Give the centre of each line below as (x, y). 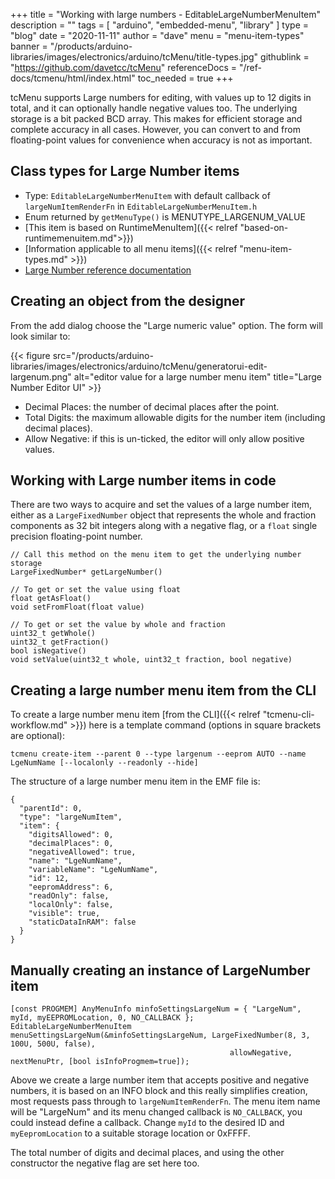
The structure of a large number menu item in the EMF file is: (135, 781)
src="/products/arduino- (103, 355)
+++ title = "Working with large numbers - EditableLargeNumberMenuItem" (166, 14)
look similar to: (40, 336)
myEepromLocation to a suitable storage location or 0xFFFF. (130, 1133)
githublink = (285, 57)
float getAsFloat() (51, 599)
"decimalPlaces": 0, (71, 844)
